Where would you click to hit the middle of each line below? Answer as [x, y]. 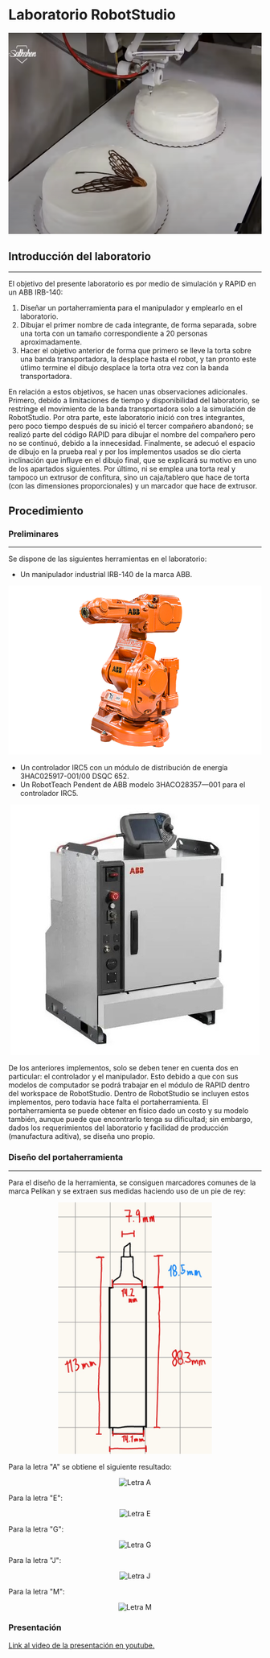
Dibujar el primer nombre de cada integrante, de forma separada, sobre [138, 324]
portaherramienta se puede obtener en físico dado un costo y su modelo [129, 1111]
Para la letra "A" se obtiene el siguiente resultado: [90, 1466]
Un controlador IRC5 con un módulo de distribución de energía [124, 768]
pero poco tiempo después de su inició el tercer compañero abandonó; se [131, 426]
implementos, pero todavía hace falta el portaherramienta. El [108, 1102]
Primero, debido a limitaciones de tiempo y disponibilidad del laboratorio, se [134, 400]
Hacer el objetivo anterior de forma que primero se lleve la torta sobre [135, 350]
